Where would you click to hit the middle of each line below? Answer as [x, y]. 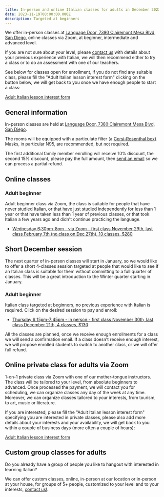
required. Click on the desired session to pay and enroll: [61, 310]
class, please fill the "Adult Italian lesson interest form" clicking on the [75, 77]
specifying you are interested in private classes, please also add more [75, 417]
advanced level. [21, 43]
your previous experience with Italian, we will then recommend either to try [80, 58]
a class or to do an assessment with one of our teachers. [62, 63]
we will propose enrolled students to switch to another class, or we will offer [82, 344]
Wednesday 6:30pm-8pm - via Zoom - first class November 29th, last [82, 229]
